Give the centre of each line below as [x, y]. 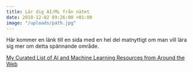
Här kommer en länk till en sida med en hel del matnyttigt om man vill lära [96, 40]
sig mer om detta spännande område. [53, 46]
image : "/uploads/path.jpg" [41, 23]
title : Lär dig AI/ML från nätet [48, 12]
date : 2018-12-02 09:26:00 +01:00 [49, 17]
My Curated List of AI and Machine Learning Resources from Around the [96, 58]
